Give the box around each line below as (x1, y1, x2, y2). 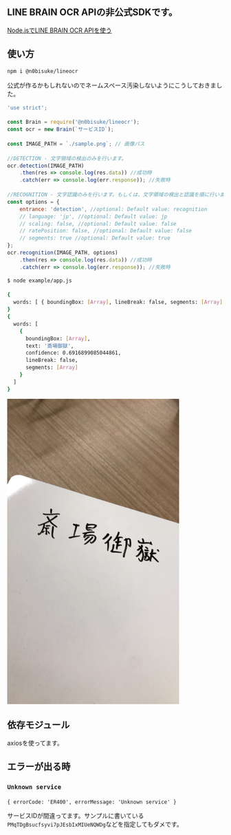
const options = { (7, 198, 60, 205)
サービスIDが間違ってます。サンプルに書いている (7, 811, 144, 820)
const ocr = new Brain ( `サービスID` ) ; (7, 126, 115, 133)
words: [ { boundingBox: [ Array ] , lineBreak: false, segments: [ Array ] (13, 299, 223, 306)
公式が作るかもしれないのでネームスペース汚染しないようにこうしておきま (7, 81, 217, 89)
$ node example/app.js (7, 277, 72, 284)
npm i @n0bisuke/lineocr (7, 67, 78, 74)
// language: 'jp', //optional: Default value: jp (19, 213, 168, 220)
